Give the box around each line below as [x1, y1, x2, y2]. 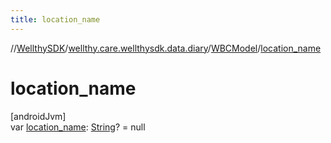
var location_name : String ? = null [10, 121, 146, 133]
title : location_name [10, 14, 101, 25]
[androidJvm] [10, 110, 67, 122]
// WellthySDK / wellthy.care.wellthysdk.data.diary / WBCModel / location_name [10, 42, 322, 54]
